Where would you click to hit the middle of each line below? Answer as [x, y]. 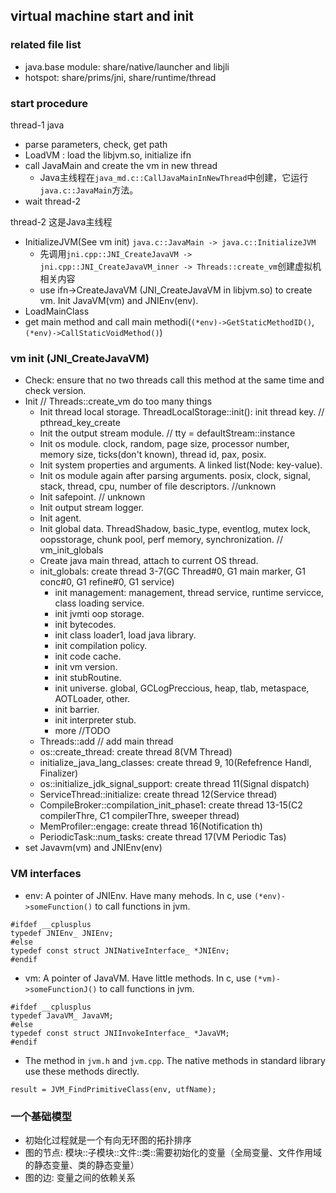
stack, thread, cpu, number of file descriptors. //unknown [158, 486]
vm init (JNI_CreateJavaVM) [80, 358]
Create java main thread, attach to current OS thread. [149, 561]
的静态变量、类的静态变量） [82, 1165]
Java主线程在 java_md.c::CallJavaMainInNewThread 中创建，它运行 [174, 177]
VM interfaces [46, 874]
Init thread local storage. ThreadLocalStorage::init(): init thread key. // [182, 412]
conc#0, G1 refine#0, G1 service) [107, 582]
